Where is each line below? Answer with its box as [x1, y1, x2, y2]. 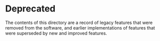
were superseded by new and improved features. [5, 30, 107, 36]
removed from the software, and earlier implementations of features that [5, 24, 155, 30]
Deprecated [5, 3, 56, 14]
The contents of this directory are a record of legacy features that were [5, 19, 153, 25]
